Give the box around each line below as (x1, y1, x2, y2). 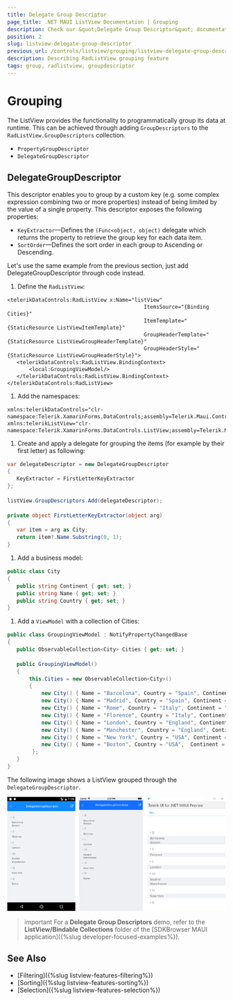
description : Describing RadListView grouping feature (7, 55, 169, 62)
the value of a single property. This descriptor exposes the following (7, 205, 202, 213)
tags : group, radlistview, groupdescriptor (7, 62, 135, 69)
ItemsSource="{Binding (144, 303, 209, 310)
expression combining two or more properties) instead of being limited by (7, 198, 217, 206)
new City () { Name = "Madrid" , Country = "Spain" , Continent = (41, 697, 228, 704)
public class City (7, 568, 60, 575)
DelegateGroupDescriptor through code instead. (7, 268, 146, 277)
